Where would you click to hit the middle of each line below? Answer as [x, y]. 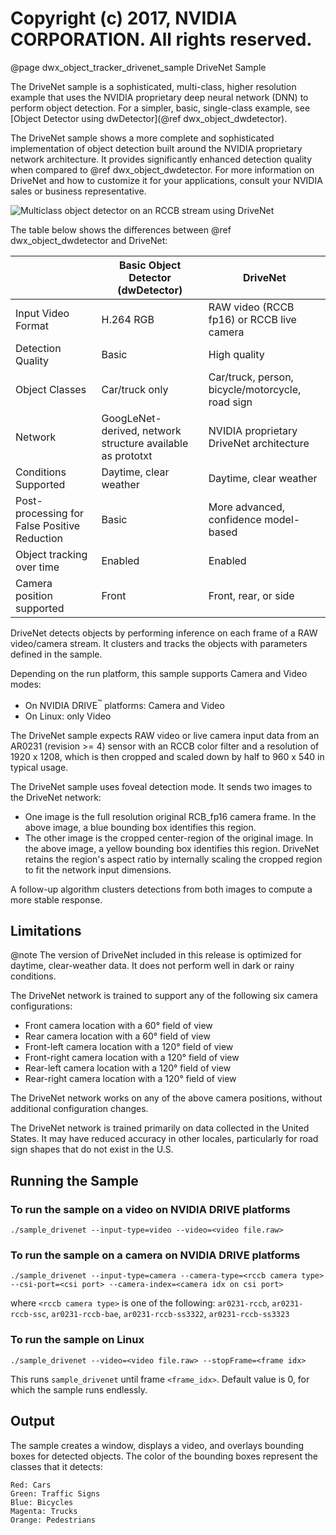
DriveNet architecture [259, 443]
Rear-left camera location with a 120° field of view [128, 1068]
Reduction [39, 538]
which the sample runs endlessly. [79, 1389]
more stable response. [56, 899]
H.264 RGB [128, 319]
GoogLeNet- [131, 418]
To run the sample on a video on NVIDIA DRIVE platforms [150, 1209]
